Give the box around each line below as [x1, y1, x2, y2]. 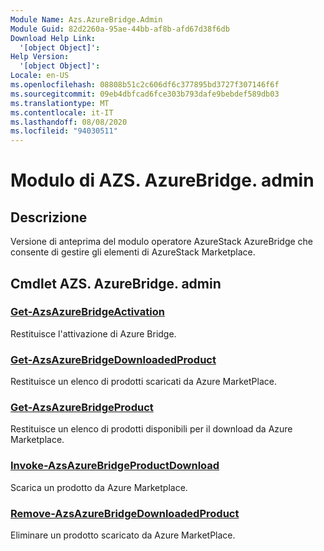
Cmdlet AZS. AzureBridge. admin [10, 275, 222, 292]
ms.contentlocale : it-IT [10, 107, 114, 118]
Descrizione [10, 209, 88, 226]
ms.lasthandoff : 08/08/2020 [10, 117, 128, 127]
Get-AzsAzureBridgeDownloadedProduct [10, 352, 217, 366]
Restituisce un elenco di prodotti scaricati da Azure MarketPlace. [10, 376, 277, 388]
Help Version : [10, 52, 70, 62]
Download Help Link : [10, 33, 97, 43]
